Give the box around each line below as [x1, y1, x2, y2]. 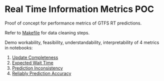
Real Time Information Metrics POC [4, 3, 154, 15]
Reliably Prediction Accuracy [11, 70, 71, 76]
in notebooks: [4, 44, 33, 50]
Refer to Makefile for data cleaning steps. [4, 29, 90, 35]
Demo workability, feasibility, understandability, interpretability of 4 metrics [4, 39, 159, 45]
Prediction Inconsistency [11, 65, 63, 71]
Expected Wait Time [11, 59, 53, 65]
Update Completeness [11, 54, 58, 60]
